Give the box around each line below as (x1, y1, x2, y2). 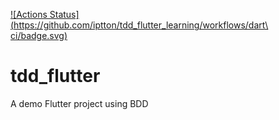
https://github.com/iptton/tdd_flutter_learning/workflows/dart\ (13, 19, 269, 31)
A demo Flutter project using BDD (10, 97, 149, 109)
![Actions (10, 9, 48, 20)
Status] (49, 9, 80, 20)
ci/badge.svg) (10, 30, 68, 41)
